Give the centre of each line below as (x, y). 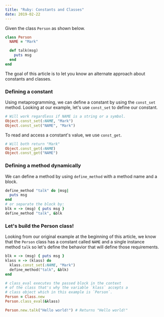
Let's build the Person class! (40, 226)
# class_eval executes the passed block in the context (63, 283)
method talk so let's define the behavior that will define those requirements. (82, 247)
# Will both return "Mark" (33, 144)
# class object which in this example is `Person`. (59, 292)
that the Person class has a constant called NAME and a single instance (75, 242)
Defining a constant (29, 91)
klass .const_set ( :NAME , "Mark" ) (43, 265)
